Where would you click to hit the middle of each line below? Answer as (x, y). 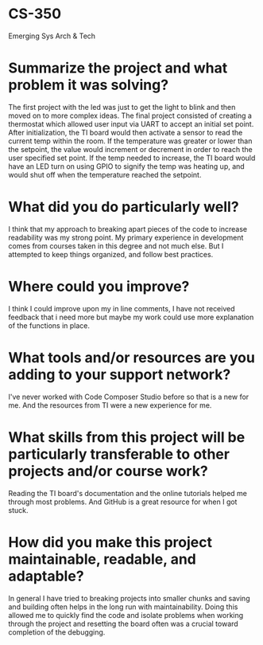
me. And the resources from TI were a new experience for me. (110, 405)
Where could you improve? (99, 287)
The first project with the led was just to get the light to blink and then (122, 107)
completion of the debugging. (57, 632)
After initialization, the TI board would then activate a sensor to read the (126, 132)
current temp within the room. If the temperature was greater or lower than (130, 141)
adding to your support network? (120, 374)
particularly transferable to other (119, 454)
